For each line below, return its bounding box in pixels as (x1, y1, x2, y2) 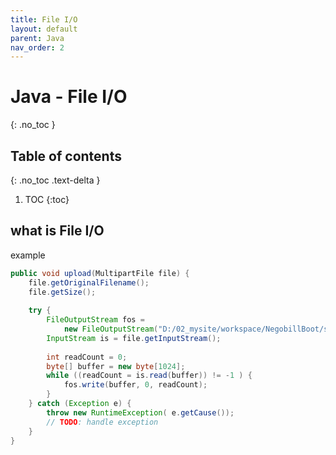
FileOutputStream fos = (46, 315, 145, 325)
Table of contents (10, 147, 122, 165)
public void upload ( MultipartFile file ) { (10, 268, 190, 278)
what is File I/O (10, 222, 105, 240)
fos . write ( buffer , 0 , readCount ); (63, 380, 208, 390)
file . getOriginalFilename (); (28, 277, 150, 288)
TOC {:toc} (24, 194, 70, 205)
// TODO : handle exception (46, 417, 159, 427)
